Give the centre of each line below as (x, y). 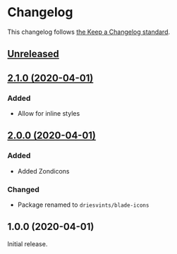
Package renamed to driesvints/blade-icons (83, 205)
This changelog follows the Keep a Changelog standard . (89, 32)
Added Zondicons (43, 171)
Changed (24, 189)
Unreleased (33, 54)
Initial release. (28, 243)
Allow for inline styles (49, 114)
